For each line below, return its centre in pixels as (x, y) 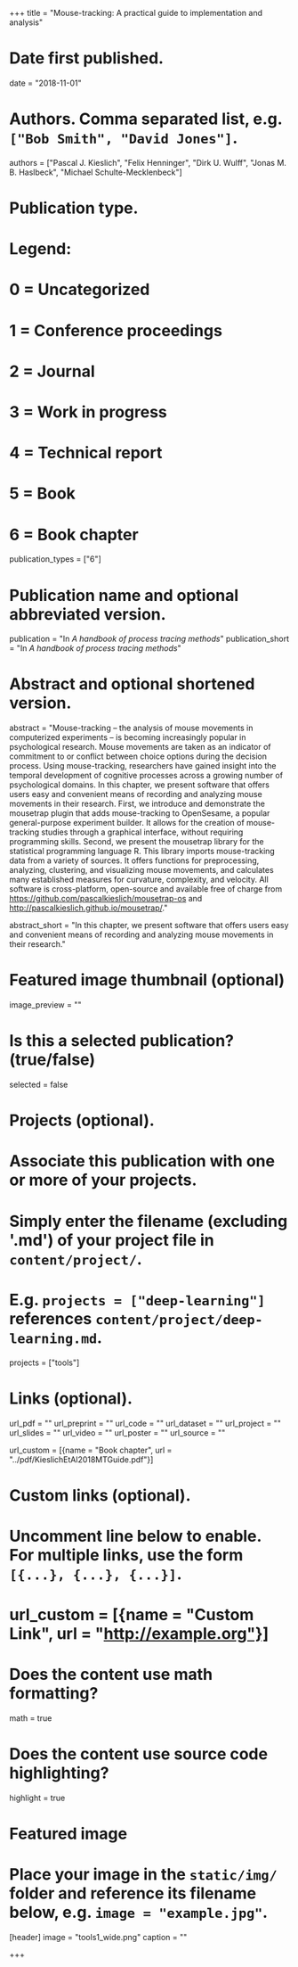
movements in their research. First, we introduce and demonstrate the (137, 804)
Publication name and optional (124, 595)
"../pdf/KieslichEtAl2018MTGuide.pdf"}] (81, 1459)
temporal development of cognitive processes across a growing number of (146, 776)
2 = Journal (52, 371)
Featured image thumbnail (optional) (147, 980)
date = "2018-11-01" (45, 83)
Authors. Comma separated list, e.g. (146, 119)
